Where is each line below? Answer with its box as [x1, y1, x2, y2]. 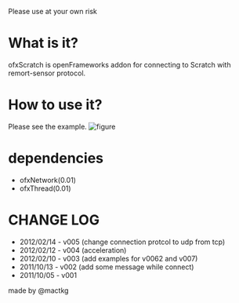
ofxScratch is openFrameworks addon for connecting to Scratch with [8, 60, 231, 69]
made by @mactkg [8, 286, 69, 295]
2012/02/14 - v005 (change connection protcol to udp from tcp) [19, 237, 226, 246]
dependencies [8, 149, 104, 167]
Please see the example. [8, 122, 88, 131]
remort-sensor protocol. [8, 68, 86, 78]
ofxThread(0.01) [19, 184, 72, 193]
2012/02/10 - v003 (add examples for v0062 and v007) [19, 254, 198, 263]
